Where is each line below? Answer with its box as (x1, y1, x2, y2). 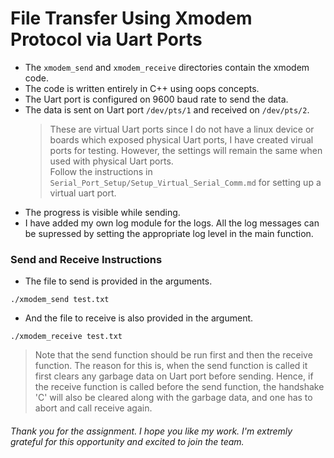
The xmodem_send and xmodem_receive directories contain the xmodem (24, 61, 310, 73)
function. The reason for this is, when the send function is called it (34, 360, 308, 372)
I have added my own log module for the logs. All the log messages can (24, 217, 320, 229)
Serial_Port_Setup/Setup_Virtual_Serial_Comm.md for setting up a (49, 176, 322, 188)
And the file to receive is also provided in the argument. (24, 312, 254, 324)
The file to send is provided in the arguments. (24, 275, 213, 287)
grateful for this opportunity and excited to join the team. (10, 435, 245, 447)
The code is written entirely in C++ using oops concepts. (24, 82, 260, 94)
